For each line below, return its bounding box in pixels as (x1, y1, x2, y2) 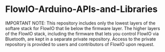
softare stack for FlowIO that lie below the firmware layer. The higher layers (5, 25, 160, 31)
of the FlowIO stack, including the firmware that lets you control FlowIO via (5, 30, 159, 36)
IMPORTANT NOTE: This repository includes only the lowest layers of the (5, 20, 156, 26)
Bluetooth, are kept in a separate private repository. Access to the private (5, 36, 156, 42)
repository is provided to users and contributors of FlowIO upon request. (5, 41, 155, 47)
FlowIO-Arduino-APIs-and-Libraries (5, 3, 158, 15)
